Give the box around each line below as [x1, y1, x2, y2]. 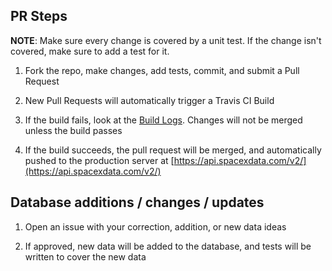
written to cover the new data [24, 250, 147, 263]
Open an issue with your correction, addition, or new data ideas [24, 220, 287, 233]
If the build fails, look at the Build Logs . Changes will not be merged [24, 114, 303, 126]
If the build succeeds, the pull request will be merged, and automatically [24, 144, 322, 156]
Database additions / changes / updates [10, 194, 265, 211]
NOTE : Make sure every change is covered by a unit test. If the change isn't [10, 34, 322, 46]
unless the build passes [24, 124, 123, 136]
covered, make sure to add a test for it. [10, 45, 170, 57]
